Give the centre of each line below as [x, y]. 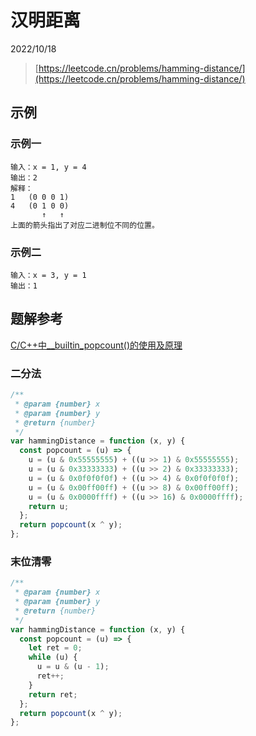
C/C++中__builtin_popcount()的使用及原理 [96, 345]
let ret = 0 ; [55, 648]
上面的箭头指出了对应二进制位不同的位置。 [85, 225]
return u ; [49, 506]
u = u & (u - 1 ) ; [73, 667]
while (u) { [53, 657]
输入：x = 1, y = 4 [48, 167]
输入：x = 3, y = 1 [48, 275]
